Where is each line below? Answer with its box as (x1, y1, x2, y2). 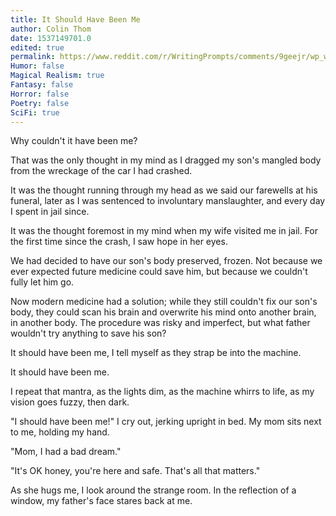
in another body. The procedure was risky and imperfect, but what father (10, 317, 311, 329)
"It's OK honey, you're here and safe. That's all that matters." (10, 465, 261, 477)
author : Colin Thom (10, 24, 92, 34)
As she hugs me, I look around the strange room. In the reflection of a (10, 484, 297, 496)
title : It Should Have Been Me (10, 14, 141, 25)
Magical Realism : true (10, 71, 105, 81)
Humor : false (10, 61, 65, 71)
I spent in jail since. (10, 206, 90, 218)
